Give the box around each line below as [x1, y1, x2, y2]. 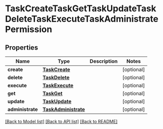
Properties [5, 43, 38, 52]
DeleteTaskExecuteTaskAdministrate [5, 13, 159, 25]
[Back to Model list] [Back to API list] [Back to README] [5, 119, 118, 124]
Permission [5, 24, 53, 35]
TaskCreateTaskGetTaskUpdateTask [5, 3, 156, 14]
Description [89, 58, 118, 64]
